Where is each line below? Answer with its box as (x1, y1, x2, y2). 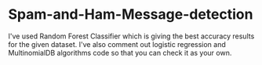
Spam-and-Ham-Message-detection (8, 5, 253, 23)
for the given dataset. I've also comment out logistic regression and (8, 39, 226, 49)
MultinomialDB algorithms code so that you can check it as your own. (8, 48, 232, 57)
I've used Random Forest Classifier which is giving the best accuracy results (8, 31, 255, 41)
